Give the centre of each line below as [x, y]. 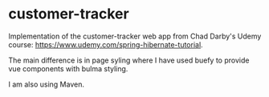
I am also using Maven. [46, 84]
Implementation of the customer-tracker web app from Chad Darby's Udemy [135, 36]
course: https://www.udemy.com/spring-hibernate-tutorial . [106, 44]
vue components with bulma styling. [68, 68]
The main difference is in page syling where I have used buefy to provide [129, 60]
